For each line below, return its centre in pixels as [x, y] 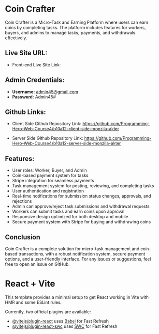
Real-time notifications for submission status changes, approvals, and [81, 196]
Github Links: [26, 112]
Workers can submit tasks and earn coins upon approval [68, 211]
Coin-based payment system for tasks [50, 175]
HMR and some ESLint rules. [33, 302]
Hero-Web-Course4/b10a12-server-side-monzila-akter [66, 143]
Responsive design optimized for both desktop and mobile [70, 217]
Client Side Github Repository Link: [47, 124]
